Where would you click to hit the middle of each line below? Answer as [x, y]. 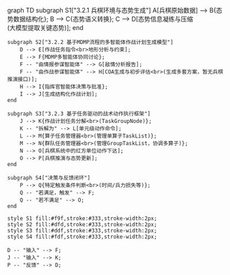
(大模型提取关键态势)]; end [45, 28]
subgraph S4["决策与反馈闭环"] [49, 178]
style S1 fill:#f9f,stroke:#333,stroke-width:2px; [82, 218]
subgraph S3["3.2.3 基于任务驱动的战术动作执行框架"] [79, 114]
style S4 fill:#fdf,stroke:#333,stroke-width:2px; [82, 237]
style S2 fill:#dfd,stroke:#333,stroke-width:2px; [82, 225]
